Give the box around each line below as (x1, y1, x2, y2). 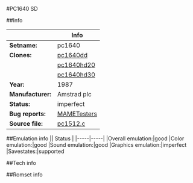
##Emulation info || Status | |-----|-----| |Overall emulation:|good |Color (6, 135, 185, 142)
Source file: (9, 120, 43, 128)
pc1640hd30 (57, 70, 95, 79)
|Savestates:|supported (6, 147, 65, 155)
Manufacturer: (9, 90, 52, 98)
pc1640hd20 (57, 61, 95, 69)
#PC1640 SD (6, 5, 38, 12)
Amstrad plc (57, 90, 92, 98)
